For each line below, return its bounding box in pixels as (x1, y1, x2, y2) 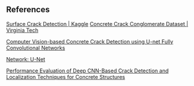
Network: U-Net (6, 55, 46, 62)
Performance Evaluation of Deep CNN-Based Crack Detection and (6, 67, 169, 74)
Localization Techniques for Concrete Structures (6, 73, 126, 80)
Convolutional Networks (6, 44, 65, 51)
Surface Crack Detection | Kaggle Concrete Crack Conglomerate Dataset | (6, 20, 189, 27)
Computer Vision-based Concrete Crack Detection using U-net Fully (6, 38, 174, 45)
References (6, 5, 50, 15)
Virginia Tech (6, 27, 39, 34)
